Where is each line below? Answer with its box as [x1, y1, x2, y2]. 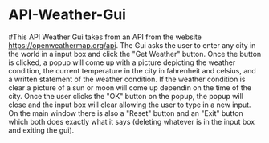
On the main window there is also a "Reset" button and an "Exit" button [8, 108, 243, 117]
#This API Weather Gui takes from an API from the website [8, 32, 202, 42]
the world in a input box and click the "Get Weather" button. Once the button [8, 49, 262, 58]
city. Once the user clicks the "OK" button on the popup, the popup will [8, 91, 243, 101]
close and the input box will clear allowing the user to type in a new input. [8, 100, 251, 109]
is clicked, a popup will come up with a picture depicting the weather [8, 58, 236, 67]
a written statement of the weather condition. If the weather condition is [8, 74, 246, 84]
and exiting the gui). [8, 125, 75, 135]
